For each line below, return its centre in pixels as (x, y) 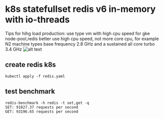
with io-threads (38, 20)
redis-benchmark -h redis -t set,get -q (47, 103)
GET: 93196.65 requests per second (42, 112)
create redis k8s (31, 65)
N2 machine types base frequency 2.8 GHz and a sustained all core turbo (80, 44)
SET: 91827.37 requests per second (42, 107)
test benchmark (30, 91)
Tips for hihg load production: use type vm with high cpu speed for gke (78, 33)
